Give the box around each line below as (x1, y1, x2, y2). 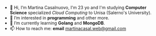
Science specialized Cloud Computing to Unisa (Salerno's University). (9, 10, 152, 16)
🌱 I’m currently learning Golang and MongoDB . (9, 20, 105, 26)
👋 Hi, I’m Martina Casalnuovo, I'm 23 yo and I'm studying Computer (9, 5, 147, 10)
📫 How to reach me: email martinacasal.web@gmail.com (9, 26, 127, 31)
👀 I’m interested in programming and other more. (9, 15, 109, 20)
